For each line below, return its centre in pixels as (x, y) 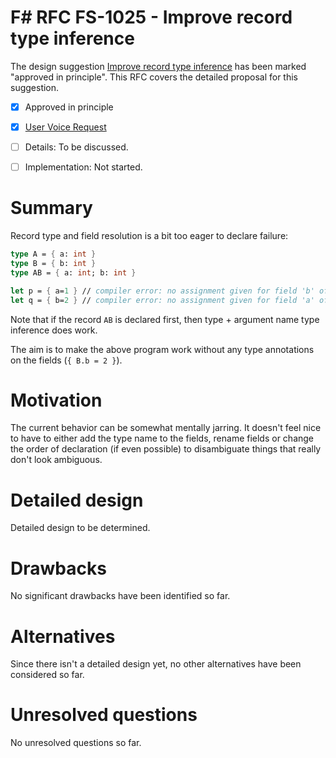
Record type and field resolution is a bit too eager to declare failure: (149, 236)
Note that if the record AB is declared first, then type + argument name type (165, 319)
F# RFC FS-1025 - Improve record (151, 17)
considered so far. (47, 675)
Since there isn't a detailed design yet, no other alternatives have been (156, 664)
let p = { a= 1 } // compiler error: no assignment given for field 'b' (162, 291)
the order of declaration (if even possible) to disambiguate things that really (166, 449)
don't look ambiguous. (56, 460)
